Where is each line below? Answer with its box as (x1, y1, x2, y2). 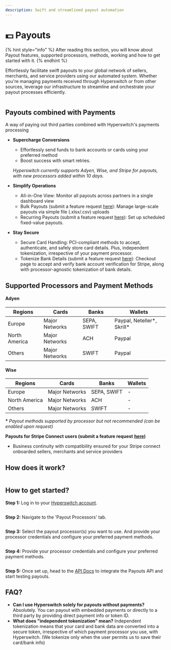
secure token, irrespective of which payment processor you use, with (12, 629, 158, 635)
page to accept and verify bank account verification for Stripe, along (20, 261, 164, 267)
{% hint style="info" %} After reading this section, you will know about (5, 46, 153, 52)
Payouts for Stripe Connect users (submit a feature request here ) (5, 434, 146, 440)
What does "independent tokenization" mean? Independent (12, 617, 141, 624)
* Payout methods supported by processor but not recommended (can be (5, 418, 160, 424)
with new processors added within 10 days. (12, 173, 104, 179)
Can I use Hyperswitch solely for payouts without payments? (12, 602, 145, 608)
